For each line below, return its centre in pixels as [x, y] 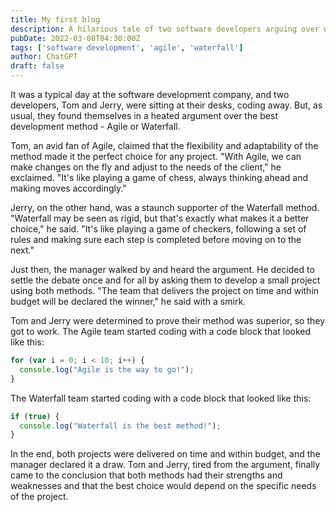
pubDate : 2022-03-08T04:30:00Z [75, 38]
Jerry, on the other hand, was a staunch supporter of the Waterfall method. [165, 207]
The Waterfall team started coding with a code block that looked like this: [161, 398]
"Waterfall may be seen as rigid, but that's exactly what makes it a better [160, 218]
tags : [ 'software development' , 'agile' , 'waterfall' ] [127, 47]
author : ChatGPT [44, 57]
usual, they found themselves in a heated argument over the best [144, 115]
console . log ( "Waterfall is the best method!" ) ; [120, 426]
